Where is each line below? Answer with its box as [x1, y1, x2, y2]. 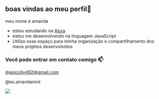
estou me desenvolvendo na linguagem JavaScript [12, 33, 116, 39]
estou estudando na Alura [12, 28, 66, 34]
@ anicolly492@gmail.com [5, 69, 59, 75]
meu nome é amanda [5, 18, 49, 24]
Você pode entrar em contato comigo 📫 [5, 56, 103, 63]
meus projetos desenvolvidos [12, 43, 73, 49]
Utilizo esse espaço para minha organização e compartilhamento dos [12, 38, 155, 44]
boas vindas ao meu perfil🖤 [5, 5, 91, 13]
